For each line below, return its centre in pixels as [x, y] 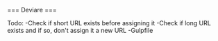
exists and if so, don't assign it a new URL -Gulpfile [80, 30]
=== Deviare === [32, 10]
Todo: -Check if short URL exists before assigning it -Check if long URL [109, 23]
